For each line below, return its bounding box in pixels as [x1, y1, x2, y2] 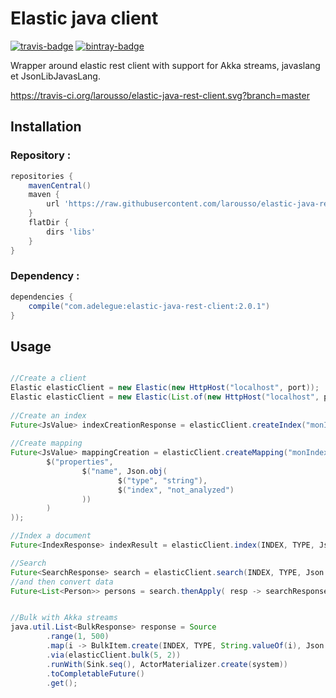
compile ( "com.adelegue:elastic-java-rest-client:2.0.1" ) [28, 301, 271, 311]
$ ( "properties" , [46, 457, 114, 467]
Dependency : [10, 269, 80, 283]
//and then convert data [10, 577, 114, 587]
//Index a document [10, 531, 92, 541]
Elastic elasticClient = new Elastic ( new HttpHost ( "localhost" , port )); [10, 383, 320, 393]
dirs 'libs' [46, 227, 97, 237]
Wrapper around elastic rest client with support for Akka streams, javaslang [10, 59, 321, 71]
